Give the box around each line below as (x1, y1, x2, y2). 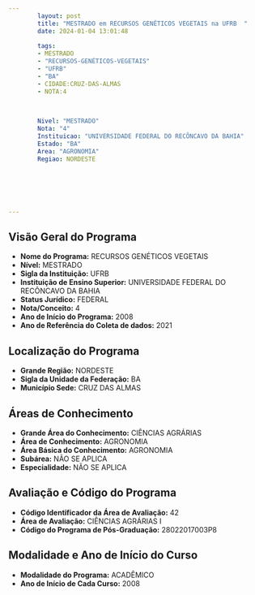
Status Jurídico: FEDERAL (19, 295, 109, 304)
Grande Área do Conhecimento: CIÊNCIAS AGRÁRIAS (19, 428, 202, 438)
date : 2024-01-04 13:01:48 (37, 27, 129, 35)
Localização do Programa (8, 344, 140, 358)
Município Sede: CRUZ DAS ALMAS (19, 383, 142, 393)
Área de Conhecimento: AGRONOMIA (19, 437, 148, 446)
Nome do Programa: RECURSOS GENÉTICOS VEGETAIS (19, 252, 209, 261)
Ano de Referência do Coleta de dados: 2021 (19, 321, 172, 330)
